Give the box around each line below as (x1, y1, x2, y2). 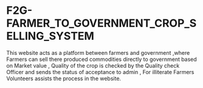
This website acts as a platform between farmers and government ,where (6, 49, 190, 56)
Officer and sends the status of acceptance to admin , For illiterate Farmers (6, 68, 194, 75)
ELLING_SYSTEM (6, 30, 94, 43)
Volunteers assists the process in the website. (6, 75, 122, 82)
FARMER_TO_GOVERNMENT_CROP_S (6, 16, 197, 30)
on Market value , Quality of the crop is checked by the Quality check (6, 61, 180, 69)
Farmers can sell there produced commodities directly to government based (6, 55, 198, 63)
